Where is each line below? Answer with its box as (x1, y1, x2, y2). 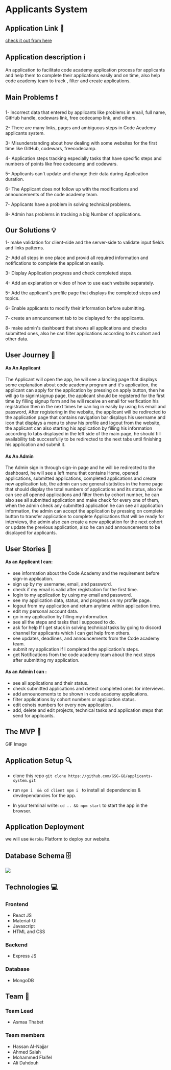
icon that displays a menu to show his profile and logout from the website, (5, 420, 161, 426)
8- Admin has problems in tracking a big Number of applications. (5, 211, 142, 217)
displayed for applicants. (5, 530, 57, 536)
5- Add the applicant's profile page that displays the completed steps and (5, 290, 160, 296)
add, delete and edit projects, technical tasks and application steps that (12, 707, 163, 713)
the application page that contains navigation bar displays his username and (5, 414, 166, 421)
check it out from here (5, 37, 52, 43)
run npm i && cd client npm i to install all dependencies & (12, 787, 141, 793)
